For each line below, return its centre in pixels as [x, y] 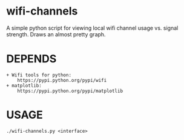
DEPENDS [31, 59]
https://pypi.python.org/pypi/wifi [62, 80]
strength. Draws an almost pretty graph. [56, 34]
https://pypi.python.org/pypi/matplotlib [70, 91]
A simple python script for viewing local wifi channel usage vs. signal [92, 28]
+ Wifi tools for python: [39, 75]
